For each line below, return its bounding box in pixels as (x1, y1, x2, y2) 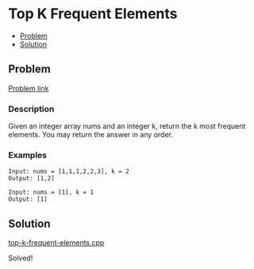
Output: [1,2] (8, 175, 56, 183)
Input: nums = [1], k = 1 (8, 188, 94, 197)
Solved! (8, 253, 33, 263)
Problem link (8, 83, 49, 93)
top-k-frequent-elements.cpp (8, 238, 105, 248)
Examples (8, 149, 48, 160)
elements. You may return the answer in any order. (8, 130, 173, 140)
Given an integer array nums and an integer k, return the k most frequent (8, 121, 246, 131)
